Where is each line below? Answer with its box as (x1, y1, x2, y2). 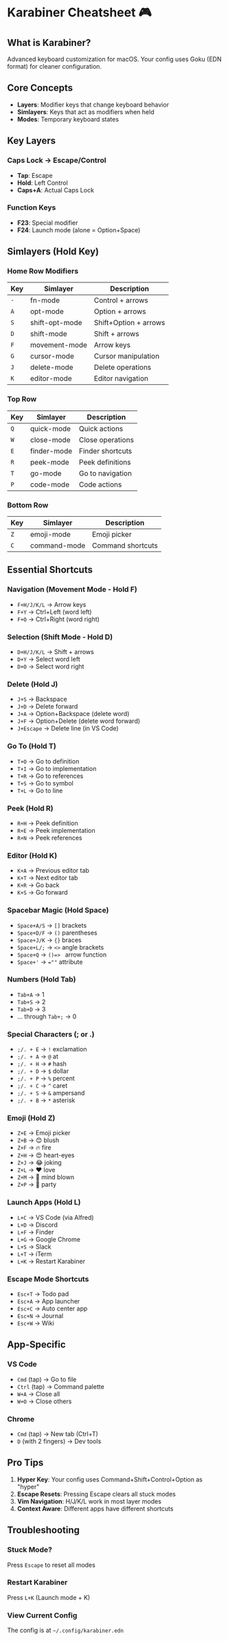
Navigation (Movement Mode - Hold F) (7, 585, 137, 594)
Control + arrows (93, 295, 149, 305)
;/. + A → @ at (16, 1052, 58, 1061)
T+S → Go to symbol (16, 779, 73, 787)
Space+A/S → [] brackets (16, 921, 87, 929)
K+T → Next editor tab (16, 873, 78, 882)
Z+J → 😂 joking (16, 1159, 62, 1167)
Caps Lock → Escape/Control (7, 155, 106, 165)
